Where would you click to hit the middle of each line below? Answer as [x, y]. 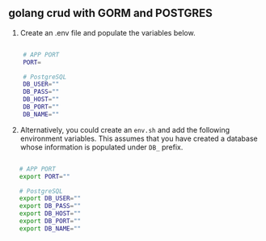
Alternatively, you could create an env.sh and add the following [125, 129]
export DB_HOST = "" [50, 214]
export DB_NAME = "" [50, 228]
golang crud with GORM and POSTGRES [110, 13]
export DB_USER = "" [50, 199]
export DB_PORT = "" [50, 222]
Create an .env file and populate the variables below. [108, 32]
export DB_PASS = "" [50, 206]
